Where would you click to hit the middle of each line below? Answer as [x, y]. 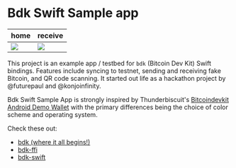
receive [50, 35]
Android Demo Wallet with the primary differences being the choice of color [118, 107]
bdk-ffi [27, 150]
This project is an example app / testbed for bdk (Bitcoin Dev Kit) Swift [109, 63]
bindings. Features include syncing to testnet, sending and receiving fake [114, 71]
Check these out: [33, 128]
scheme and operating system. [52, 114]
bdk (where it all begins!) [54, 142]
